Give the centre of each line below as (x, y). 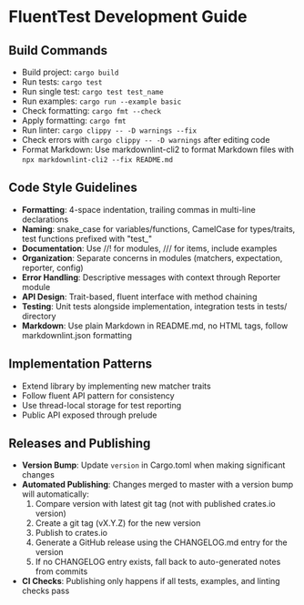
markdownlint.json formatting (77, 335)
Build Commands (58, 50)
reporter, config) (52, 267)
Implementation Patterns (81, 364)
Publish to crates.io (71, 533)
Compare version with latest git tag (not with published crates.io (155, 504)
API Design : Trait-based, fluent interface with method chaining (139, 297)
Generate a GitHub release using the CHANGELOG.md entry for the (161, 542)
